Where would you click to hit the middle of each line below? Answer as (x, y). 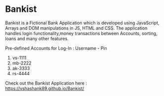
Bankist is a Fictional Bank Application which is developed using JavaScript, (82, 23)
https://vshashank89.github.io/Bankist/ (45, 88)
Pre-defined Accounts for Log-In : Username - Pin (56, 48)
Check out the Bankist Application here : (46, 83)
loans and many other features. (37, 39)
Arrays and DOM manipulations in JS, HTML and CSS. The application (76, 28)
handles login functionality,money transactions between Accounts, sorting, (81, 33)
